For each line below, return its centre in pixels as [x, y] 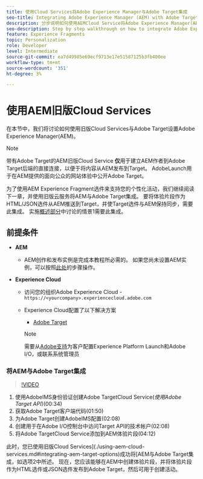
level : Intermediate [32, 51]
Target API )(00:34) [38, 404]
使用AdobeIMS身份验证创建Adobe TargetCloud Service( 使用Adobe [98, 397]
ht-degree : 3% [24, 74]
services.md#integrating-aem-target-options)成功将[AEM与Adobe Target [98, 454]
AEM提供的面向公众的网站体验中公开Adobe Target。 [82, 176]
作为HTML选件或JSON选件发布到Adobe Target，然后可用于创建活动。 [94, 469]
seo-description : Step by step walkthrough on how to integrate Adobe [97, 29]
